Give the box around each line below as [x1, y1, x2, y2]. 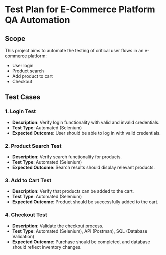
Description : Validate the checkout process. [12, 223, 104, 229]
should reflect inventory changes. [12, 244, 82, 250]
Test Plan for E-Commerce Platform [5, 4, 156, 15]
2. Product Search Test [5, 142, 62, 149]
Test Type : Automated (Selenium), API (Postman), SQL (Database [12, 228, 148, 234]
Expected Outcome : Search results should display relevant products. [12, 164, 155, 170]
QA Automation [5, 14, 70, 26]
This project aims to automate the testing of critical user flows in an [5, 48, 144, 53]
